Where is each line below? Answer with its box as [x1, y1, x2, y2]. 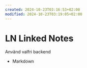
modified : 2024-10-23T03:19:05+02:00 [5, 12, 83, 17]
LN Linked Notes [5, 33, 74, 44]
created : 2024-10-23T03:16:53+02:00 [5, 7, 80, 12]
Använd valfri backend [5, 49, 51, 55]
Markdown [12, 58, 34, 64]
